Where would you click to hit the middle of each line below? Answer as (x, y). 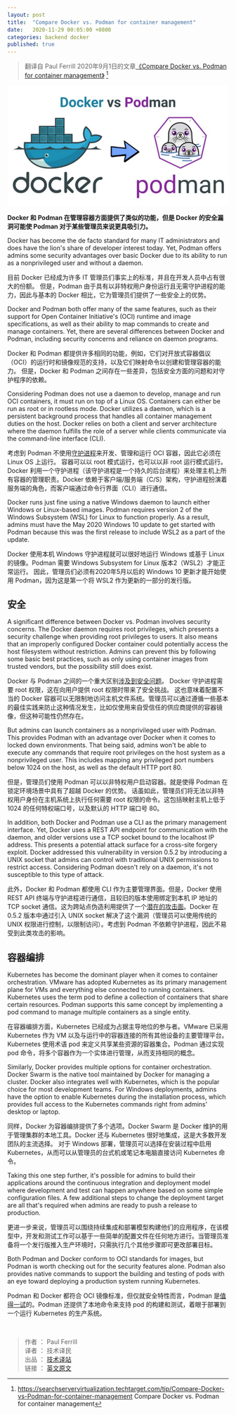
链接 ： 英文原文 (48, 1368)
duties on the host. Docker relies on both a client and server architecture (112, 423)
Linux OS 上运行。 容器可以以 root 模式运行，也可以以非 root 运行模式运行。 (117, 462)
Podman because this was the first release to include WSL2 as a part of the (116, 532)
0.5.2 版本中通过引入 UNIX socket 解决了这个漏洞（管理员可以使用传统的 (112, 915)
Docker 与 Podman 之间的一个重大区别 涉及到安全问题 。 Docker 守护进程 (112, 681)
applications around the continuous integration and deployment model (109, 1183)
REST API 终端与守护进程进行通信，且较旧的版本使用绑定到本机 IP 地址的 (112, 898)
